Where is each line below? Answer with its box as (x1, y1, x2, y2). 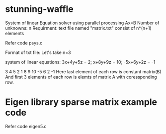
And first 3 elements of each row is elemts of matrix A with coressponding (5, 74, 158, 80)
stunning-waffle (5, 3, 74, 15)
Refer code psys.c (5, 40, 43, 45)
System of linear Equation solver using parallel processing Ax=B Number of (5, 20, 160, 26)
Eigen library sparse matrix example (5, 96, 158, 108)
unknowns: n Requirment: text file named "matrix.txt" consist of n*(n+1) (5, 25, 152, 31)
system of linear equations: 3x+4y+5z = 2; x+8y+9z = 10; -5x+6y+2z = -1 (5, 59, 156, 65)
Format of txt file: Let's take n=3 (5, 49, 71, 55)
